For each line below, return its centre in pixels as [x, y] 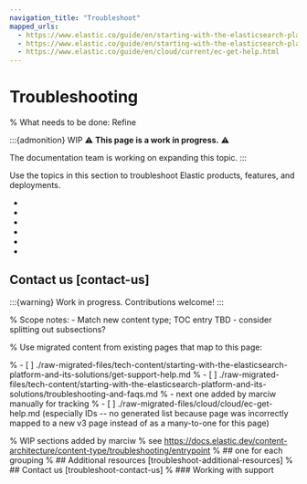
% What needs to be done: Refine [73, 122]
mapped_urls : [34, 26]
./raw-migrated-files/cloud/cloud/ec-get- [195, 404]
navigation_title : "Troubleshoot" [75, 18]
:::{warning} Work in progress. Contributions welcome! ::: [116, 301]
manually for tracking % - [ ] [63, 404]
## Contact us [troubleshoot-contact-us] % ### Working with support [142, 469]
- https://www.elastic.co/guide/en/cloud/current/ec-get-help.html [149, 52]
